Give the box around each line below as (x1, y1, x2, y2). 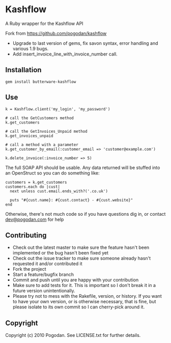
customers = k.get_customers (5, 180, 67, 185)
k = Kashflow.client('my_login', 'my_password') (5, 106, 110, 111)
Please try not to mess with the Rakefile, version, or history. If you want (12, 293, 162, 299)
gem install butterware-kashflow (5, 79, 76, 84)
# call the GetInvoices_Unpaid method (5, 129, 88, 134)
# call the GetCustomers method (5, 116, 74, 121)
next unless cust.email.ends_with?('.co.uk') (10, 188, 108, 194)
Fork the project (12, 266, 47, 272)
